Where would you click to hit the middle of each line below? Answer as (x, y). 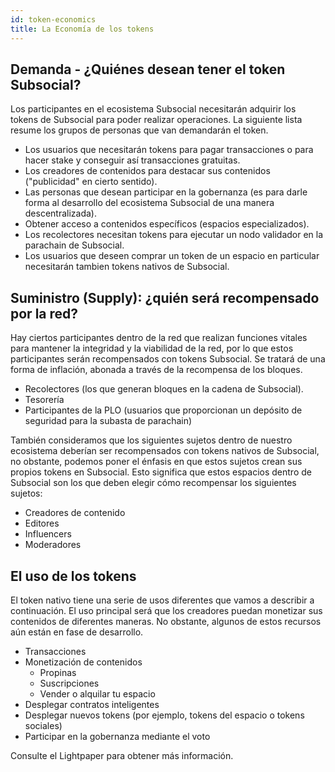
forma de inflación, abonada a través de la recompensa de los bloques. (156, 370)
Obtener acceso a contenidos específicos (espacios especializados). (167, 224)
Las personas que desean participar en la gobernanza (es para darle (166, 192)
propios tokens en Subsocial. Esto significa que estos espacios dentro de (161, 472)
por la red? (44, 313)
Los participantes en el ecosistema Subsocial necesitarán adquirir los (153, 109)
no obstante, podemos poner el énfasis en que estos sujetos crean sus (156, 462)
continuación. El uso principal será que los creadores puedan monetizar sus (166, 610)
